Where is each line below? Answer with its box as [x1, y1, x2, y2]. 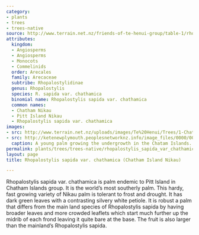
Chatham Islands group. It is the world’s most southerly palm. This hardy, [6, 184, 184, 192]
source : [6, 31, 25, 37]
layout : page [6, 151, 38, 157]
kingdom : [11, 42, 33, 48]
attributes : [6, 36, 36, 42]
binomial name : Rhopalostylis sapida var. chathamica [11, 96, 147, 102]
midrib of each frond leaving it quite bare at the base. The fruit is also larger [6, 216, 191, 223]
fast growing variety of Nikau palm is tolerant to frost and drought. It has [6, 191, 182, 198]
